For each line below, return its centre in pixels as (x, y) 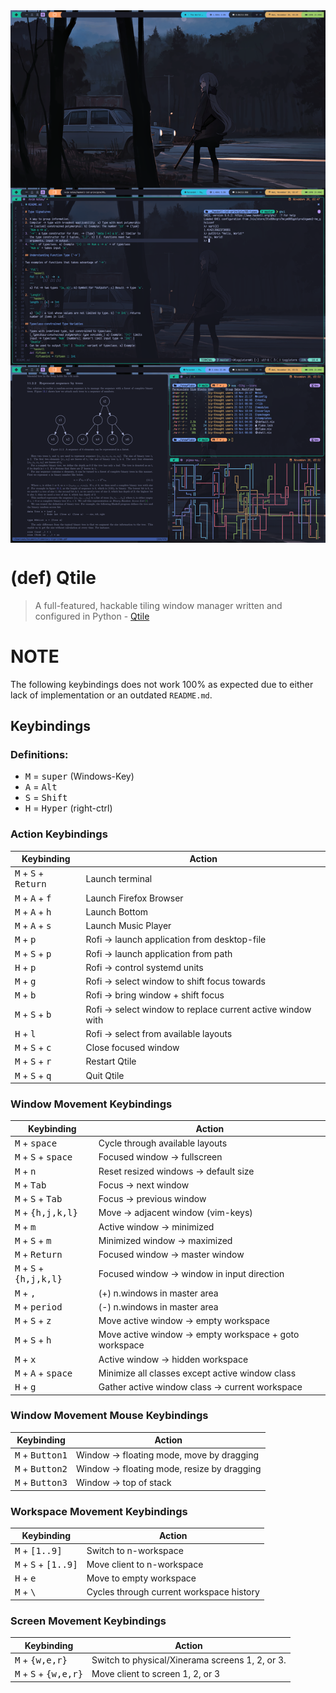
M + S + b (33, 1014)
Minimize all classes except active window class (197, 1373)
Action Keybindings (59, 834)
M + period (38, 1306)
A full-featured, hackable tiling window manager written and (158, 605)
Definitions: (39, 754)
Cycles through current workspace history (173, 1592)
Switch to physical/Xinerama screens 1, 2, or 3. (189, 1660)
